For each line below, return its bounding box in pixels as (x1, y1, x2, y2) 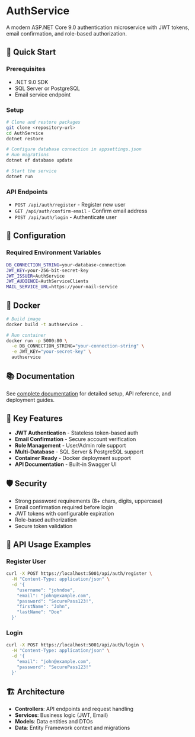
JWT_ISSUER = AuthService (6, 273, 65, 279)
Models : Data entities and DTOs (14, 718, 93, 725)
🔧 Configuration (6, 231, 66, 241)
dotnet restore (6, 136, 44, 141)
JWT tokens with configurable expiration (14, 510, 114, 517)
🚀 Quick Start (6, 47, 56, 57)
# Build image (6, 316, 41, 322)
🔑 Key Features (6, 413, 63, 424)
